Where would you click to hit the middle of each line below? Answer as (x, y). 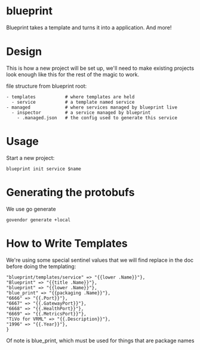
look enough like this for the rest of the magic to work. (73, 74)
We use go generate (31, 209)
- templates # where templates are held (70, 97)
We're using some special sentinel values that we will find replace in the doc (100, 260)
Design (24, 52)
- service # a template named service (73, 102)
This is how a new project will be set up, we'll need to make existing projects (100, 68)
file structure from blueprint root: (47, 86)
